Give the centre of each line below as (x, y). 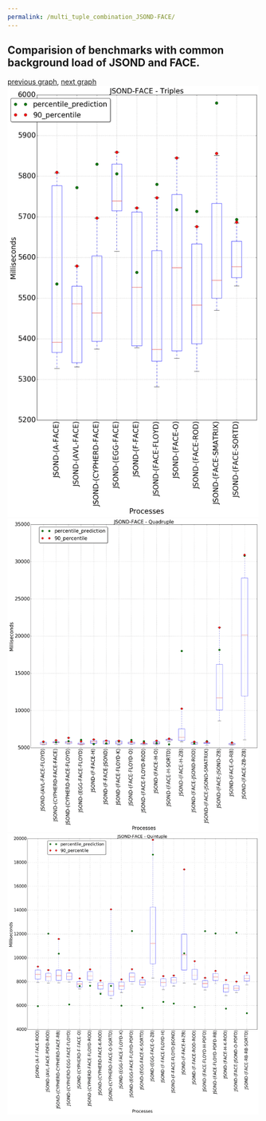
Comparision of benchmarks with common (116, 51)
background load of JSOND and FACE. (104, 63)
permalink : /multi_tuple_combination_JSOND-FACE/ (92, 17)
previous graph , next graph (52, 82)
